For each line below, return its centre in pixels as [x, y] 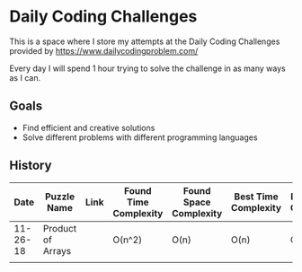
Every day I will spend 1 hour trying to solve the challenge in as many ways [147, 68]
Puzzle [59, 197]
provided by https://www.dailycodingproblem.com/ [104, 50]
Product [60, 228]
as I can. [25, 77]
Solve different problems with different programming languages [140, 137]
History [31, 166]
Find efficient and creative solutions [89, 127]
